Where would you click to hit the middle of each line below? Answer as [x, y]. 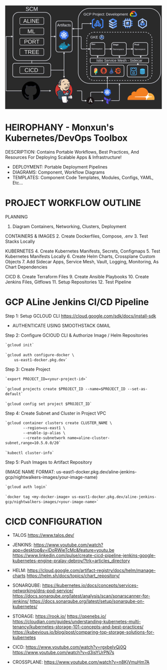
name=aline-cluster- [89, 438]
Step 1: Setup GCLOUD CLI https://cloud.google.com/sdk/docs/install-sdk [81, 316]
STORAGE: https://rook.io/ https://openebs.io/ [59, 616]
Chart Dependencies [26, 267]
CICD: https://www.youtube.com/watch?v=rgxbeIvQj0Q [69, 647]
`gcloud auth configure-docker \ [40, 355]
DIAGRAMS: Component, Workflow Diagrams [59, 172]
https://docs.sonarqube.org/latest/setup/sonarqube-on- [87, 601]
